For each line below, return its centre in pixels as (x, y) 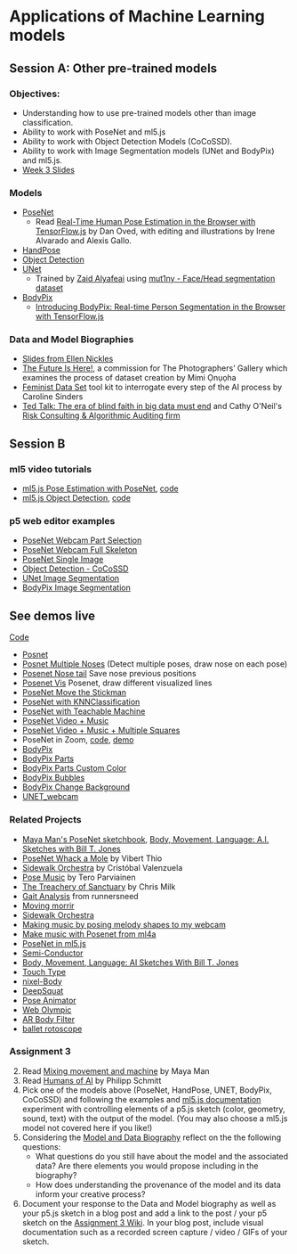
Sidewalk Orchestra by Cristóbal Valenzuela (102, 867)
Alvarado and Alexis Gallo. (83, 241)
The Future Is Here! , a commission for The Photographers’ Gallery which (155, 368)
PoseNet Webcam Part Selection (82, 540)
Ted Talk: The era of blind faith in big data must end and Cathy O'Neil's (152, 406)
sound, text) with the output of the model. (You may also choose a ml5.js (155, 1118)
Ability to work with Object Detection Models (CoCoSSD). (127, 141)
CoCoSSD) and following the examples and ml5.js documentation (141, 1099)
